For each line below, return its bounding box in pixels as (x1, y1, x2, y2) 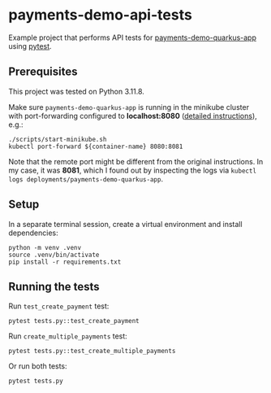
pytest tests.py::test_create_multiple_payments (8, 347, 176, 356)
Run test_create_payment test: (8, 301, 110, 311)
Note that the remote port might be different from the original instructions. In (8, 156, 264, 166)
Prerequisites (8, 65, 78, 79)
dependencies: (8, 228, 58, 238)
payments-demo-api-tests (8, 6, 192, 24)
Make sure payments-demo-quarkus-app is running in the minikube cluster (8, 102, 250, 111)
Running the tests (8, 279, 100, 294)
